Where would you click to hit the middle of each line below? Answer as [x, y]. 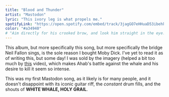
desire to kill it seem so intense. [38, 69]
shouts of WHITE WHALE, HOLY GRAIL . [47, 89]
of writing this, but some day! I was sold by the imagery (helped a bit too [80, 58]
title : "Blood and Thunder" [35, 10]
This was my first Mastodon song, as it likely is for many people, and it [78, 79]
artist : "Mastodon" [26, 15]
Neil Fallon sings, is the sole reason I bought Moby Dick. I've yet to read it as [84, 53]
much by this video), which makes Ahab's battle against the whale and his [82, 64]
